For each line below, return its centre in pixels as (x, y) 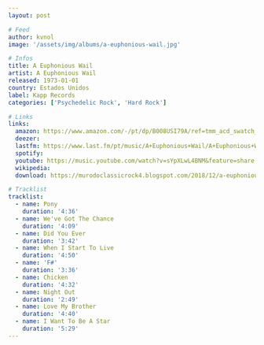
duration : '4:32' (51, 284)
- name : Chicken (42, 277)
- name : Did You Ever (51, 233)
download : (31, 175)
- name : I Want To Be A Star (63, 321)
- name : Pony (37, 204)
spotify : (29, 153)
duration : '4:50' (51, 256)
